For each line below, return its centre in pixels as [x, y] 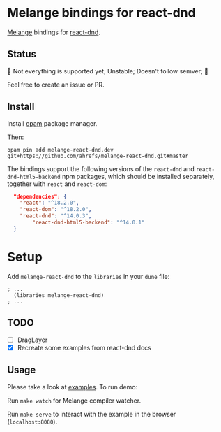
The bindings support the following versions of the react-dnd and [101, 168]
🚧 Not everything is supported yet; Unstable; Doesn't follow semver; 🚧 [108, 71]
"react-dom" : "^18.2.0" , [56, 210]
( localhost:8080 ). [32, 422]
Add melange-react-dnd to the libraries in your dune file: [89, 276]
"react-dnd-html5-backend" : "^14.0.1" [89, 223]
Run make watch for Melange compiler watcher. [74, 401]
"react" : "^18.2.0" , [49, 203]
